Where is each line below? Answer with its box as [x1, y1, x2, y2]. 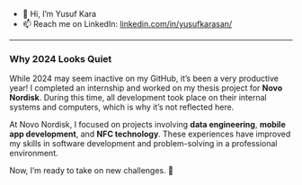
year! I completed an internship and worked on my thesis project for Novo [9, 83, 283, 93]
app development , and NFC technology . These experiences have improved [9, 128, 291, 139]
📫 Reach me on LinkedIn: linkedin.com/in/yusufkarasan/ [22, 19, 233, 29]
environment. [9, 148, 58, 159]
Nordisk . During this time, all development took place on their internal [9, 92, 267, 103]
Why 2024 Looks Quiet [9, 52, 112, 65]
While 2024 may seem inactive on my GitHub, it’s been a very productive [9, 73, 279, 84]
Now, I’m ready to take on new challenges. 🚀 [9, 165, 173, 176]
